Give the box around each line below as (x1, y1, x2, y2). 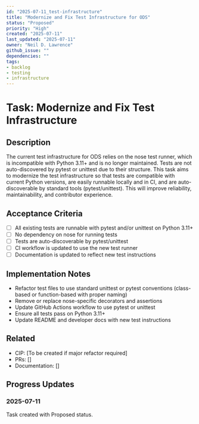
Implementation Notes (6, 269, 91, 279)
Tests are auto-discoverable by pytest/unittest (14, 238, 129, 245)
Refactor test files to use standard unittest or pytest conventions (14, 284, 173, 292)
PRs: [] (14, 355, 32, 363)
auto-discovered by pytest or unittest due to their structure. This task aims (6, 166, 189, 173)
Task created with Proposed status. (6, 411, 94, 418)
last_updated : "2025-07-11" (6, 36, 76, 42)
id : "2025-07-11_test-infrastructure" (6, 8, 102, 15)
